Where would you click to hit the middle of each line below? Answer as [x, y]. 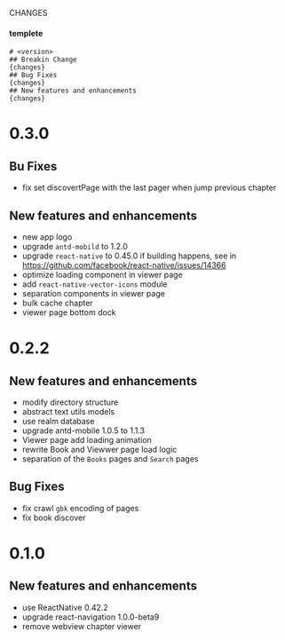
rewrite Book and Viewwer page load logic [99, 450]
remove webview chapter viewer [82, 626]
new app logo [47, 237]
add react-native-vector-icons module [95, 284]
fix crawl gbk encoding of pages [80, 508]
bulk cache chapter [57, 303]
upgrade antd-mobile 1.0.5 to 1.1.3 [83, 431]
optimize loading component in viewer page [103, 275]
